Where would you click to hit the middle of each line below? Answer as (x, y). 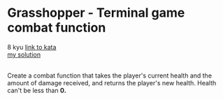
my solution (24, 55)
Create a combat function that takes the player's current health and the (109, 76)
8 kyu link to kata (32, 47)
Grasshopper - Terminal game (96, 13)
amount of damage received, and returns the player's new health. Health (112, 83)
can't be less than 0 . (37, 90)
